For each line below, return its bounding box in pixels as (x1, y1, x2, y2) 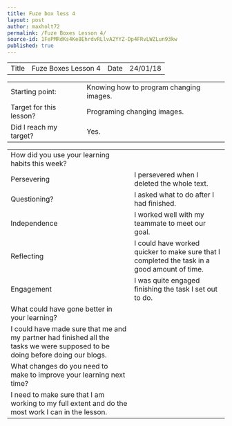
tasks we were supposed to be (10, 341, 110, 350)
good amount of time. (134, 265, 204, 274)
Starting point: (10, 87, 57, 96)
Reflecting (10, 251, 44, 260)
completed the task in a (134, 256, 211, 265)
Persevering (10, 175, 50, 184)
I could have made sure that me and (10, 324, 127, 333)
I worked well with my (134, 210, 205, 219)
